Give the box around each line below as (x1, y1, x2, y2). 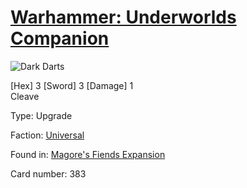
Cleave (10, 90, 40, 102)
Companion (10, 27, 110, 50)
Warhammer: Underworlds (10, 6, 237, 29)
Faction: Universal (10, 129, 85, 141)
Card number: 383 (10, 167, 87, 180)
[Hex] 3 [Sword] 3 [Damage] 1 (10, 79, 134, 91)
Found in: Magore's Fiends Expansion (10, 148, 166, 160)
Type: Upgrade (10, 109, 73, 121)
